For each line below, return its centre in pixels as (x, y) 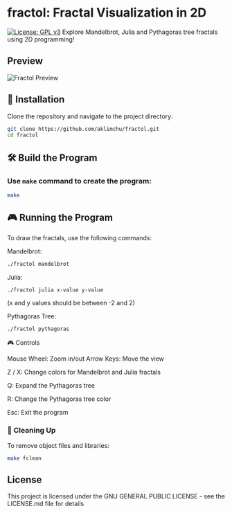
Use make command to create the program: (80, 181)
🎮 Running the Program (60, 218)
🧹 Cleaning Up (32, 431)
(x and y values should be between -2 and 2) (71, 303)
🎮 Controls (24, 343)
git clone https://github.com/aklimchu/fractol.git (83, 129)
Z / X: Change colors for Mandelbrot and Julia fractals (84, 372)
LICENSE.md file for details (46, 504)
